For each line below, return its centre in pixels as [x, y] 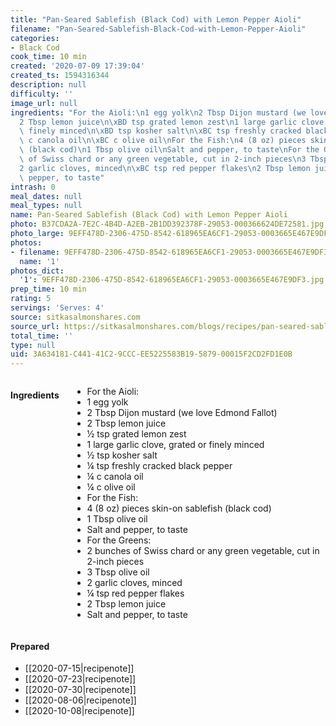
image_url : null [44, 103]
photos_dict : [37, 271]
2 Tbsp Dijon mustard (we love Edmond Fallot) [182, 413]
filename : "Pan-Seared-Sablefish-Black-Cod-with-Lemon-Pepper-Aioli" [158, 29]
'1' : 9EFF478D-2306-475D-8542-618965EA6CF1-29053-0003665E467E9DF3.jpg [172, 280]
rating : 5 [31, 299]
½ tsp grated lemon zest [136, 434]
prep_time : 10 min [48, 289]
